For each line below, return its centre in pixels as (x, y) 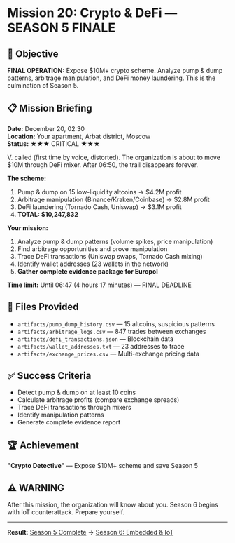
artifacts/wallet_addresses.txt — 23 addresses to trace (101, 346)
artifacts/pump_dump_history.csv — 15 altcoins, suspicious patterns (116, 323)
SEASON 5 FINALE (62, 28)
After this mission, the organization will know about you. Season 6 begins (113, 505)
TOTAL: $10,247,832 (48, 214)
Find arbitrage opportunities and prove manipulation (92, 249)
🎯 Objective (33, 54)
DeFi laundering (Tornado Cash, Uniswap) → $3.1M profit (99, 207)
